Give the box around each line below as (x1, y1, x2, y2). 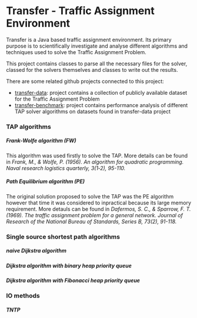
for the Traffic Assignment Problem (14, 95, 100, 102)
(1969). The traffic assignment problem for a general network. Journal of (6, 211, 183, 218)
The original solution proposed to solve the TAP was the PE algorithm (6, 193, 174, 200)
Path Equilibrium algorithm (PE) (6, 178, 85, 185)
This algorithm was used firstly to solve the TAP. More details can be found (6, 152, 188, 159)
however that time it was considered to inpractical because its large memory (6, 199, 192, 206)
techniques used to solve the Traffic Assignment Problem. (6, 48, 147, 55)
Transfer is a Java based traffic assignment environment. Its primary (6, 36, 172, 43)
